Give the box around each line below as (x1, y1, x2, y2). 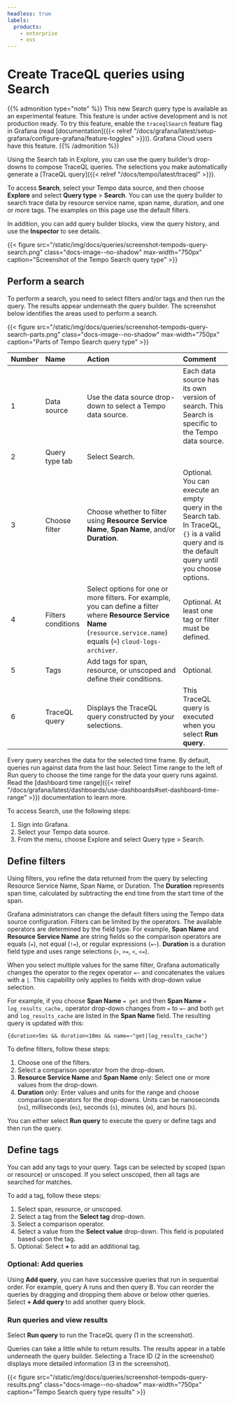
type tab (45, 456, 73, 466)
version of (183, 392, 216, 402)
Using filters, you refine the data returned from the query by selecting (7, 874, 208, 882)
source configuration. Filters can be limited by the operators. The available (7, 917, 222, 926)
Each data (183, 365, 216, 375)
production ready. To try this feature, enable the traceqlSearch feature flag (7, 120, 222, 128)
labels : (7, 17, 30, 24)
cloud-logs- (121, 638, 162, 645)
